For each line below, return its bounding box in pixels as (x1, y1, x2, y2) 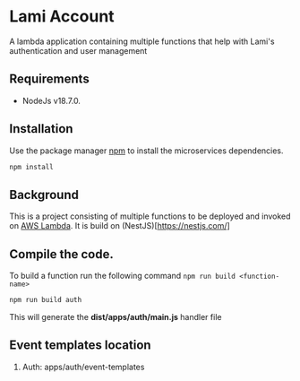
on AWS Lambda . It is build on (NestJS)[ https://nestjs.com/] (9, 221, 230, 231)
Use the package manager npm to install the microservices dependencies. (9, 145, 284, 156)
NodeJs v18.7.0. (21, 95, 81, 106)
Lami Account (9, 6, 115, 27)
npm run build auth (9, 296, 82, 305)
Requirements (9, 72, 90, 87)
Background (9, 186, 79, 203)
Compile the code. (9, 247, 114, 262)
